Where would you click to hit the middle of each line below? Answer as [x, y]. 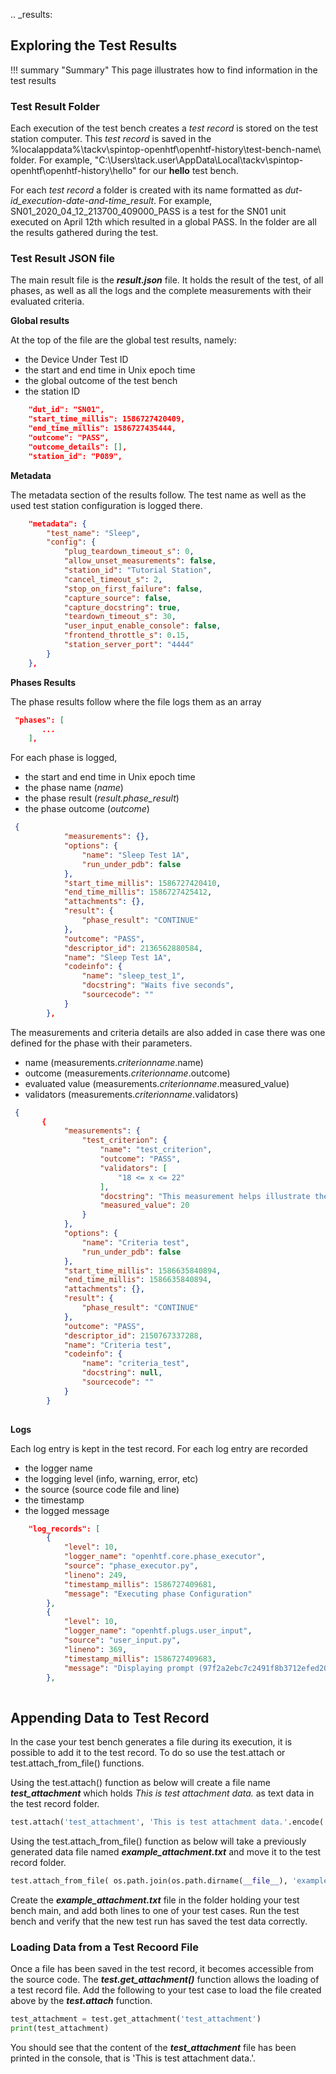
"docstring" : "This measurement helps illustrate [205, 1196]
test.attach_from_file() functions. [77, 1763]
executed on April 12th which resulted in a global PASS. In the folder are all [163, 222]
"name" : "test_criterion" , [156, 1150]
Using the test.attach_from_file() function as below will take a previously [158, 1841]
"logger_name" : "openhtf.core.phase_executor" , [165, 1557]
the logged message [67, 1510]
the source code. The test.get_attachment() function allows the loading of [165, 1980]
